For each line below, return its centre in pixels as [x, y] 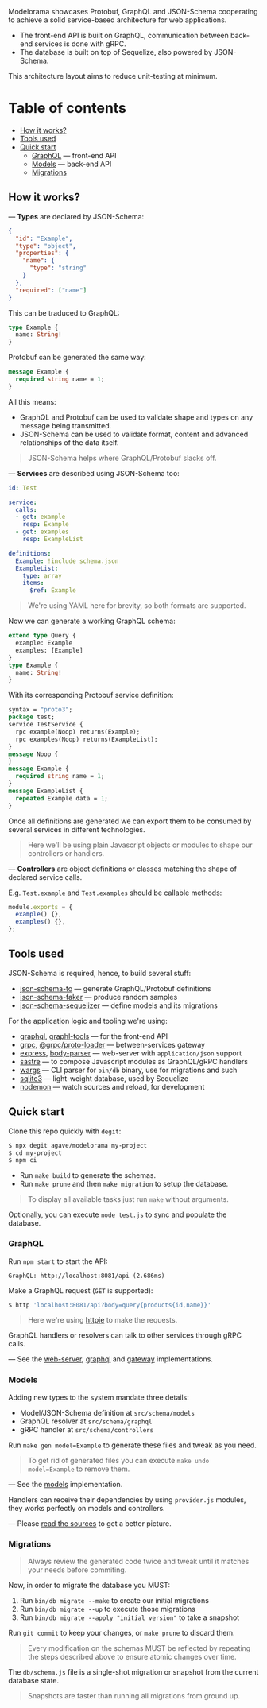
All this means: [33, 401]
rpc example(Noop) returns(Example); [78, 732]
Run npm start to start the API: [58, 1261]
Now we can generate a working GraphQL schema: [92, 621]
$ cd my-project [35, 1153]
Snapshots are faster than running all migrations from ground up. [134, 1696]
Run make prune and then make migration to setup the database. [124, 1184]
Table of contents [68, 108]
